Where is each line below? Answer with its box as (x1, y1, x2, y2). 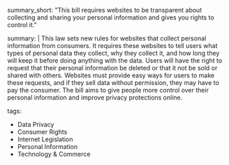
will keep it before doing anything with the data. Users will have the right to (7, 56, 223, 65)
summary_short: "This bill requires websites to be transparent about (7, 6, 202, 14)
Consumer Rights (17, 128, 68, 136)
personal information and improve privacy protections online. (7, 93, 183, 102)
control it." (7, 21, 37, 29)
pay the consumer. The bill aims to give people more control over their (7, 86, 209, 94)
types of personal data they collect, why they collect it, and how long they (7, 49, 220, 57)
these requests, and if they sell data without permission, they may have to (7, 79, 220, 86)
